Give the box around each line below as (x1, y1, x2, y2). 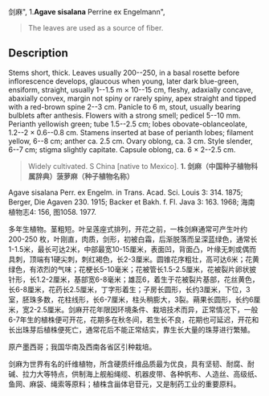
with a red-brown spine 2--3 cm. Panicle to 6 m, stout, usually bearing (8, 101, 241, 111)
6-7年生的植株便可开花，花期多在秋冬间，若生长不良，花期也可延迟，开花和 (8, 315, 259, 324)
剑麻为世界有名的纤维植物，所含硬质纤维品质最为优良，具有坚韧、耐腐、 (8, 359, 247, 369)
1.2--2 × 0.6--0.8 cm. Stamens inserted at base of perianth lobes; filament (8, 127, 255, 137)
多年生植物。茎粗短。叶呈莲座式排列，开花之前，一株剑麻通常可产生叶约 (8, 224, 247, 233)
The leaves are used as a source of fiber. (27, 23, 164, 32)
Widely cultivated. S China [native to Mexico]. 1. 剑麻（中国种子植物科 (27, 161, 259, 171)
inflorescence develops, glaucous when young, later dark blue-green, (8, 76, 239, 86)
